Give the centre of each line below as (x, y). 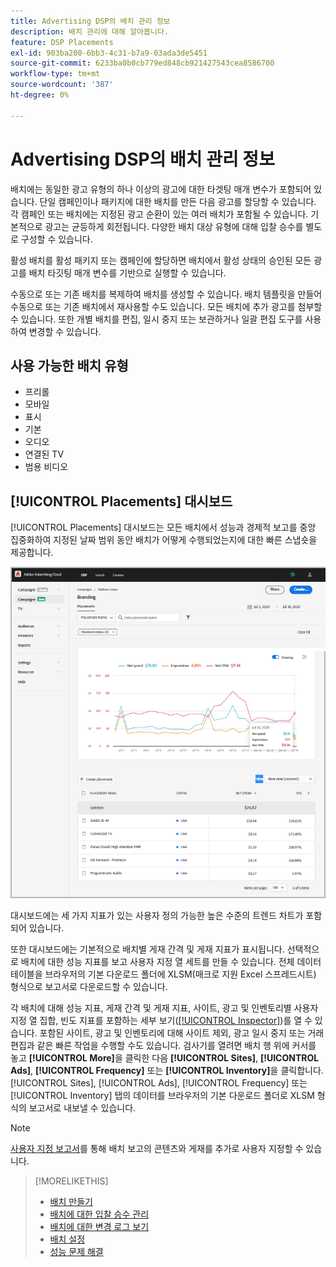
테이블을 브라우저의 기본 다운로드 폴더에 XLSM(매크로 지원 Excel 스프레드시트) (163, 974)
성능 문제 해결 (76, 1251)
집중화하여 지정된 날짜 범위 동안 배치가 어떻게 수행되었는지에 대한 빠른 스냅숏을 (164, 540)
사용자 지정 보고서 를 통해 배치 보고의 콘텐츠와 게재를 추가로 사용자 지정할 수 (157, 1148)
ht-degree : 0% (40, 95)
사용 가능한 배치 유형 (69, 365)
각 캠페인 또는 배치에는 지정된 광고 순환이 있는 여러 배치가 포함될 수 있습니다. (159, 214)
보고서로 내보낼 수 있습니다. (82, 1107)
